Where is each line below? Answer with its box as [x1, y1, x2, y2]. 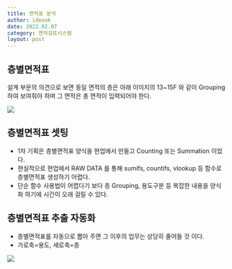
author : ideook [7, 17, 51, 24]
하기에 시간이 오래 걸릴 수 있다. [24, 190, 108, 198]
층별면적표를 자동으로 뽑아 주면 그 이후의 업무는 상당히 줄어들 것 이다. [17, 232, 205, 240]
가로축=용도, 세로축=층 [17, 241, 80, 249]
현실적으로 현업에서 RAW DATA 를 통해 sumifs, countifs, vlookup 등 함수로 [17, 164, 222, 172]
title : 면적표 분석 [7, 10, 56, 17]
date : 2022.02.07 [7, 23, 58, 30]
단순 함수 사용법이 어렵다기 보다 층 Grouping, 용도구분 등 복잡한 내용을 [17, 181, 209, 189]
